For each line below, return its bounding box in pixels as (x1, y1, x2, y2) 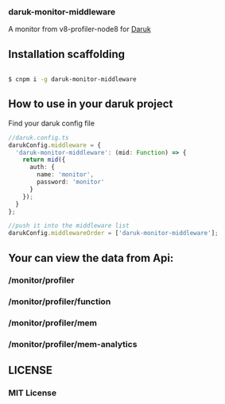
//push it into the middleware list (8, 221, 130, 230)
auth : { (29, 164, 56, 171)
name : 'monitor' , (37, 171, 94, 179)
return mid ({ (22, 156, 66, 164)
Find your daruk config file (8, 118, 95, 128)
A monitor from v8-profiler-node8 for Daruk (8, 25, 151, 34)
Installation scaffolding (8, 47, 126, 61)
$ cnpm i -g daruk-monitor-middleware (8, 75, 137, 83)
